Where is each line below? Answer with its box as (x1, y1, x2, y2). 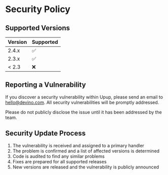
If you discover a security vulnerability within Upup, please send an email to (5, 94, 163, 100)
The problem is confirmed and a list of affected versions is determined (12, 148, 160, 154)
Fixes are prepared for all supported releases (12, 158, 107, 164)
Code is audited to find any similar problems (12, 153, 105, 159)
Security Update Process (5, 129, 86, 138)
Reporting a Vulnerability (5, 81, 86, 89)
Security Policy (5, 4, 71, 15)
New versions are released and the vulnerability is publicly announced (12, 164, 159, 170)
